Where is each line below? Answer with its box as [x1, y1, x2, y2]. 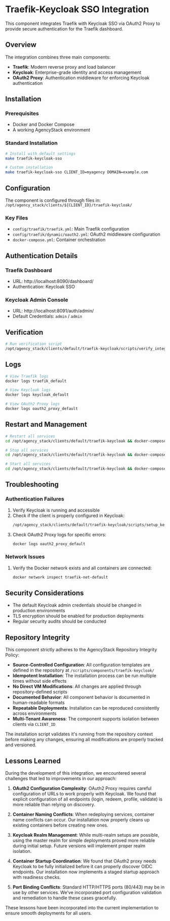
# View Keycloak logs [5, 388, 51, 393]
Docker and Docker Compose [12, 121, 75, 128]
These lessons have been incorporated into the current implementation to [5, 905, 159, 911]
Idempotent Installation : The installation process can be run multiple [12, 673, 157, 679]
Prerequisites [5, 110, 39, 117]
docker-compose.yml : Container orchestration [12, 237, 106, 243]
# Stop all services [5, 448, 49, 453]
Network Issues [5, 553, 45, 560]
